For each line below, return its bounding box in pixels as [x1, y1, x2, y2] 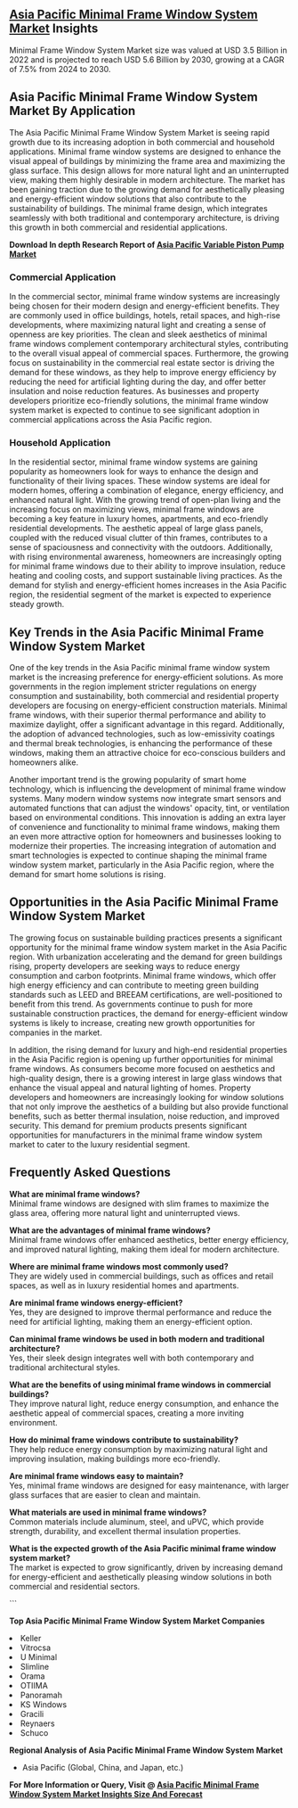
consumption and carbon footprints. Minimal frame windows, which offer [9, 970, 277, 981]
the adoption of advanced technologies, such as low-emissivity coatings [9, 728, 276, 739]
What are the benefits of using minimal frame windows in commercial [9, 1379, 271, 1390]
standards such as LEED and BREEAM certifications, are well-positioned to [9, 989, 283, 999]
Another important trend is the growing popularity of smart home [9, 775, 247, 785]
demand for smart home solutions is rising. [9, 869, 166, 880]
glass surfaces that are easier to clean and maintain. [9, 1489, 201, 1500]
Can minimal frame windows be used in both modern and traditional [9, 1333, 265, 1344]
